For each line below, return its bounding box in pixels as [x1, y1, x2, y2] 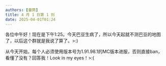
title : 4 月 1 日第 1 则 [5, 12, 55, 17]
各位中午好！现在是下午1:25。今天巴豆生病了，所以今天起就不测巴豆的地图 [5, 31, 161, 38]
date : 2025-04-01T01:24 [5, 17, 56, 22]
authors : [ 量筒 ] [5, 7, 38, 13]
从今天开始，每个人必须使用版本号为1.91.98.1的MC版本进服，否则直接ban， [5, 49, 163, 55]
